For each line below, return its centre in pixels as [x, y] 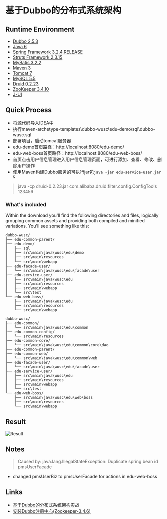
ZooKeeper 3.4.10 [31, 89]
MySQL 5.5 [24, 78]
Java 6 [19, 46]
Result [16, 422]
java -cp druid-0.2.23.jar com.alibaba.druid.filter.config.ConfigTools [87, 186]
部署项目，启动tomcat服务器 [42, 140]
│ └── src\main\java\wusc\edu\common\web [51, 358]
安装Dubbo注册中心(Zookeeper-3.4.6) [52, 511]
